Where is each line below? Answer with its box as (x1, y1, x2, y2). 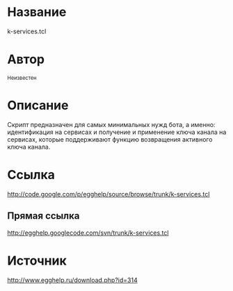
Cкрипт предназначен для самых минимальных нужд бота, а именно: (7, 120, 216, 128)
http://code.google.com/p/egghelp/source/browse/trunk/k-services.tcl (7, 190, 210, 198)
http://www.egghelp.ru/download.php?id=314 (7, 276, 138, 284)
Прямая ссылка (7, 210, 80, 222)
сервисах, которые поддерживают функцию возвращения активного (7, 135, 213, 143)
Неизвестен (7, 74, 37, 81)
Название (7, 4, 67, 20)
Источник (7, 253, 67, 268)
